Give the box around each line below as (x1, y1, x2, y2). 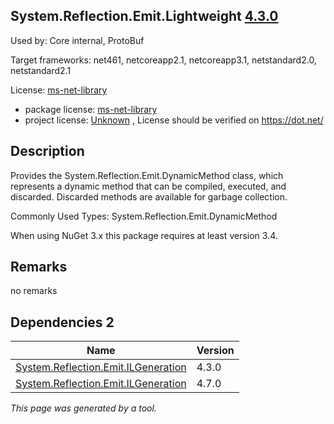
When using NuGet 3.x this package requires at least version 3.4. (10, 229, 278, 241)
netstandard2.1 (10, 64, 72, 76)
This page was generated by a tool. (10, 402, 157, 414)
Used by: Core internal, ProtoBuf (10, 34, 145, 46)
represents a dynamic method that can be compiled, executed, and (10, 180, 287, 192)
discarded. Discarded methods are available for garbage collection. (10, 190, 288, 203)
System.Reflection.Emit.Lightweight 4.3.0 (10, 8, 279, 25)
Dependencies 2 (10, 314, 115, 331)
